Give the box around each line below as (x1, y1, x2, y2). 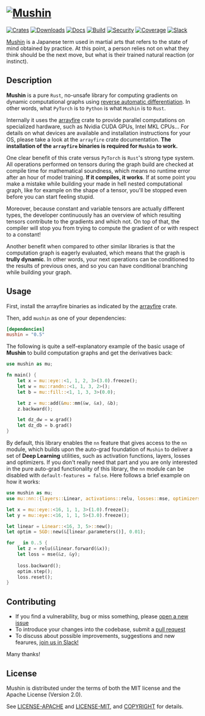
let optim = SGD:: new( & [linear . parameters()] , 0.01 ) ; (6, 529, 146, 535)
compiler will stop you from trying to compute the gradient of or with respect (6, 224, 199, 231)
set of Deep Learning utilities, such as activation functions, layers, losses (6, 452, 190, 460)
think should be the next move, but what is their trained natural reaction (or (6, 51, 195, 58)
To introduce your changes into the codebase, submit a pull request (15, 626, 186, 633)
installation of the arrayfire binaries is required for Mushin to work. (6, 142, 178, 150)
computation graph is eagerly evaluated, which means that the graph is (6, 249, 185, 256)
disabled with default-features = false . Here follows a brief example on (6, 472, 190, 479)
